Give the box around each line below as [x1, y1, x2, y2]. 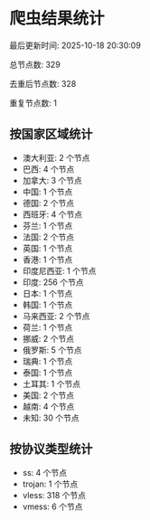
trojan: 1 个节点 [22, 478, 79, 489]
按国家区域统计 [9, 127, 93, 142]
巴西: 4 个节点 [22, 164, 75, 175]
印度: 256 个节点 [22, 277, 84, 288]
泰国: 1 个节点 [22, 367, 73, 378]
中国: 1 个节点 [22, 186, 73, 197]
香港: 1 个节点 [22, 254, 73, 265]
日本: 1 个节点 [22, 288, 73, 298]
